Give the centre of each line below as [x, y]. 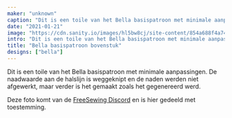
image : [17, 33]
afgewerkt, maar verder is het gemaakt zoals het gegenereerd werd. [104, 86]
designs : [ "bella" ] [35, 52]
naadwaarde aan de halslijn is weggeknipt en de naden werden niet [103, 79]
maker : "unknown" [32, 13]
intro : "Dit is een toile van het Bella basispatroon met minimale [106, 39]
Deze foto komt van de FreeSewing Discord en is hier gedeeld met [101, 99]
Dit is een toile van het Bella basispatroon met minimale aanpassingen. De [112, 71]
